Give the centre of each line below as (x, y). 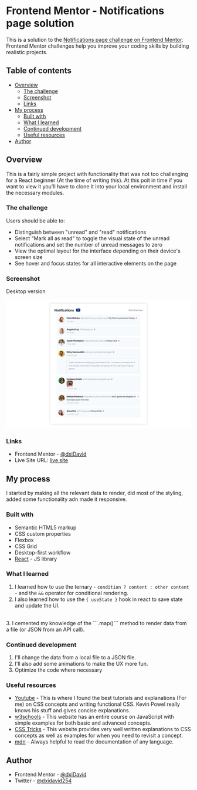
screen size (28, 257)
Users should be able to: (36, 220)
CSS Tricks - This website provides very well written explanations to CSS (103, 729)
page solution (40, 23)
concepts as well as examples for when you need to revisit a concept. (99, 736)
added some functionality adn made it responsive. (67, 499)
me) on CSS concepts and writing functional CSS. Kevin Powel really (97, 704)
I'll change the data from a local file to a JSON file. (75, 658)
